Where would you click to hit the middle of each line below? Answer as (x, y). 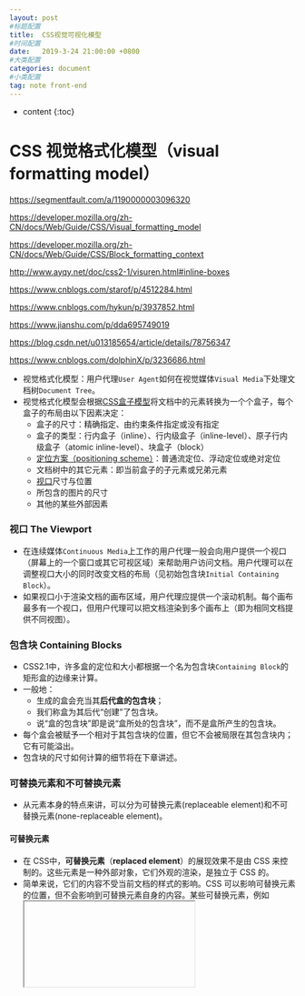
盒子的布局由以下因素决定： (74, 412)
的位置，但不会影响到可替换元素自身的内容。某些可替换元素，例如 (146, 895)
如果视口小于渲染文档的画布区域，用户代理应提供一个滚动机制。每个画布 (157, 596)
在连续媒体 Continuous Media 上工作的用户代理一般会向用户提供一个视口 (155, 550)
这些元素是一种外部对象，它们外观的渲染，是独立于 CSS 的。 (160, 872)
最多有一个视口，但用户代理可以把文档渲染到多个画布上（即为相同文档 (154, 608)
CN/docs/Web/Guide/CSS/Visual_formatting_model (105, 226)
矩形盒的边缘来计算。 (62, 678)
